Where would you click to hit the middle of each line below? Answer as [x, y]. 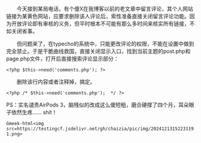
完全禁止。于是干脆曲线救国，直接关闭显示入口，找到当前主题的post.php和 [98, 51]
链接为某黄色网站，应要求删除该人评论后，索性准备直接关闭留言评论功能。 [98, 16]
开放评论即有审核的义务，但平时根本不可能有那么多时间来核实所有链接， [100, 24]
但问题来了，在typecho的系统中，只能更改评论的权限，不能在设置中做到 [106, 44]
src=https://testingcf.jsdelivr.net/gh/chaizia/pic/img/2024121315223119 [100, 129]
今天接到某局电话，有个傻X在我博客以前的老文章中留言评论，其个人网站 [105, 9]
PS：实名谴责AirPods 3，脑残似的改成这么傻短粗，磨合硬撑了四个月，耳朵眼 [100, 105]
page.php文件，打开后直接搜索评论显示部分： [63, 59]
